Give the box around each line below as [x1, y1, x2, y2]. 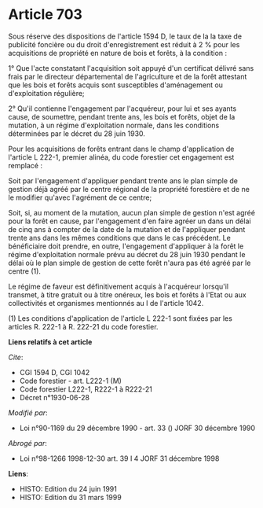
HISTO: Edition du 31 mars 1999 [19, 492, 122, 502]
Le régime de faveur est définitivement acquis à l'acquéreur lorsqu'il [8, 282, 229, 291]
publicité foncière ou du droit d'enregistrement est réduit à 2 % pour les [8, 39, 240, 49]
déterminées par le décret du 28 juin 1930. [8, 128, 145, 138]
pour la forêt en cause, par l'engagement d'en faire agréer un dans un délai [8, 216, 251, 226]
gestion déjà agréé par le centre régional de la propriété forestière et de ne [8, 184, 250, 193]
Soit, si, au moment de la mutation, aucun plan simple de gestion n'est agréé [8, 208, 255, 217]
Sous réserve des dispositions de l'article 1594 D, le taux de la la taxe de [8, 31, 242, 41]
